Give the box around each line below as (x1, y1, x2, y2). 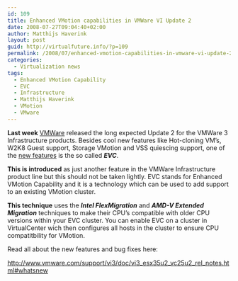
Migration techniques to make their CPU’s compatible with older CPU (7, 208, 210, 217)
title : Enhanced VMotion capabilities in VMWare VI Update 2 (7, 17, 192, 24)
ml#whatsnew (7, 266, 48, 275)
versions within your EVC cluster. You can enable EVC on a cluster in (7, 216, 208, 224)
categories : (7, 57, 42, 64)
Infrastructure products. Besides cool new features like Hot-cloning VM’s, (7, 136, 222, 144)
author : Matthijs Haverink (7, 30, 87, 38)
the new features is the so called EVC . (7, 151, 119, 159)
